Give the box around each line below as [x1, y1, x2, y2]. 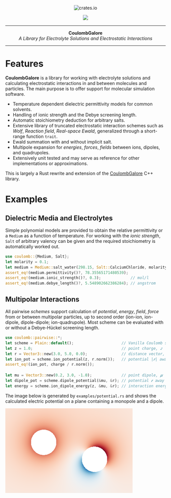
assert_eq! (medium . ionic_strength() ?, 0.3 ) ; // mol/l [5, 275, 149, 281]
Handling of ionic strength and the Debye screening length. [12, 112, 137, 118]
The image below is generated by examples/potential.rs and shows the [5, 393, 157, 399]
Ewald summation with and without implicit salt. [12, 139, 112, 145]
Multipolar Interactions [5, 295, 80, 303]
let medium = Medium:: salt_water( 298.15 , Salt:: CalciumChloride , [5, 265, 147, 270]
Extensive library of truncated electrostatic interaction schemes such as [12, 122, 164, 128]
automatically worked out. [5, 243, 60, 250]
